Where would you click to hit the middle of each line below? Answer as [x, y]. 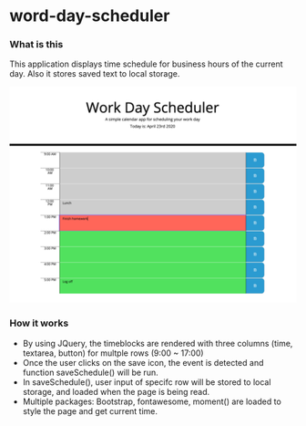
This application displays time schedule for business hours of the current [147, 64]
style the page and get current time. [90, 410]
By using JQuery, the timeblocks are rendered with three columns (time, [158, 343]
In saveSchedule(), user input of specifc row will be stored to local [147, 382]
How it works [39, 323]
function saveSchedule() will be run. [90, 372]
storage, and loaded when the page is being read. [116, 391]
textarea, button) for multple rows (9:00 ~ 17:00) [113, 353]
